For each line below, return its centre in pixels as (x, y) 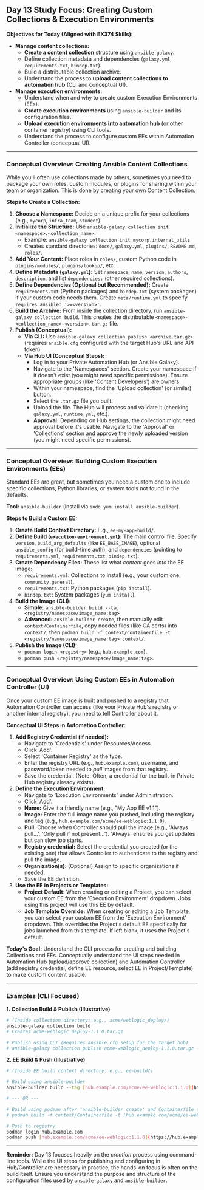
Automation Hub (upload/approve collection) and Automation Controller (96, 962)
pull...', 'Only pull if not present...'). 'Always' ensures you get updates (110, 833)
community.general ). (49, 582)
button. (42, 395)
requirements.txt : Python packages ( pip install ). (88, 588)
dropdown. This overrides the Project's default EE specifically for (105, 924)
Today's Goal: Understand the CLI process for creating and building (92, 949)
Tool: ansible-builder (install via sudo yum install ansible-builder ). (93, 507)
